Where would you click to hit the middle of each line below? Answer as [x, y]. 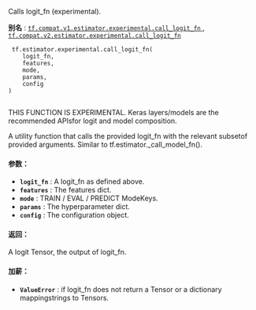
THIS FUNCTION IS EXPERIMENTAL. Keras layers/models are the [113, 112]
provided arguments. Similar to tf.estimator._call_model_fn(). [106, 144]
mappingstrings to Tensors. [64, 297]
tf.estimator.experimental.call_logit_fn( [82, 50]
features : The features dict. [65, 190]
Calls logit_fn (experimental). [55, 11]
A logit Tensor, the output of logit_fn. [67, 252]
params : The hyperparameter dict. [74, 207]
